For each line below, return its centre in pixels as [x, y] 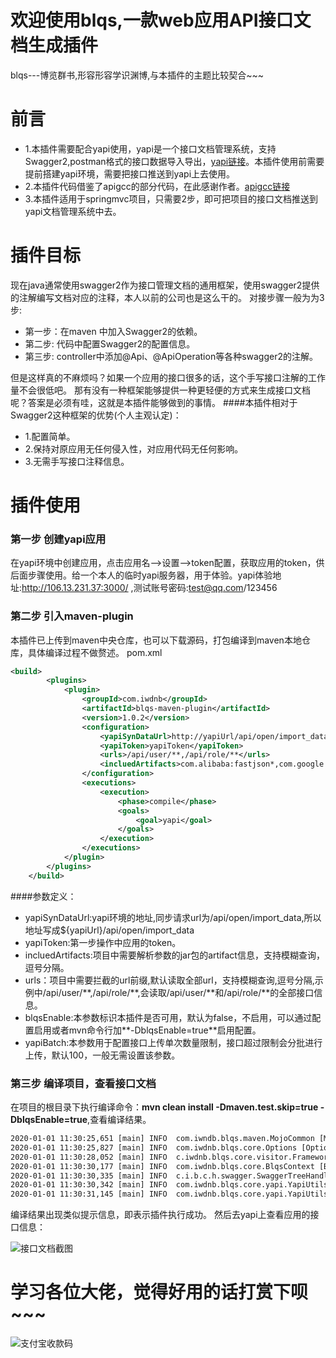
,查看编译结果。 [119, 1120]
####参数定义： [43, 896]
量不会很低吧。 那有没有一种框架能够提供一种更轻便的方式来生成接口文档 [160, 390]
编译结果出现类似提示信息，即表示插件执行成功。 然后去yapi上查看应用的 [160, 1215]
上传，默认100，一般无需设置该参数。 [102, 1055]
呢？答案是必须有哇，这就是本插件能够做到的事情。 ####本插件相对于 [154, 402]
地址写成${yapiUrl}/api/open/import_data [109, 930]
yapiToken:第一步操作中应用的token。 [103, 942]
